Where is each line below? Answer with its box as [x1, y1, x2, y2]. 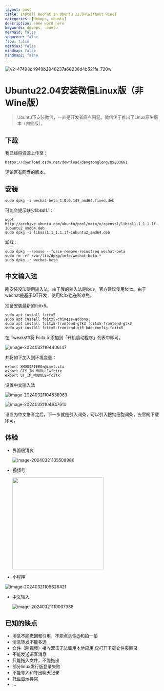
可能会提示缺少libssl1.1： [5, 207, 54, 213]
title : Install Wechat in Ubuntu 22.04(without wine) [5, 12, 117, 17]
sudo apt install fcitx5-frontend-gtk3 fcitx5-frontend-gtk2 [5, 321, 132, 326]
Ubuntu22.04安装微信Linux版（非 [5, 85, 143, 96]
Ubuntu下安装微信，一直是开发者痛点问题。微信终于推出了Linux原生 [17, 114, 154, 120]
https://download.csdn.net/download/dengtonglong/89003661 [5, 160, 128, 165]
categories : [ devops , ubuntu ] [5, 16, 67, 21]
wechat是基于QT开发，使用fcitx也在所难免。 [5, 292, 94, 298]
